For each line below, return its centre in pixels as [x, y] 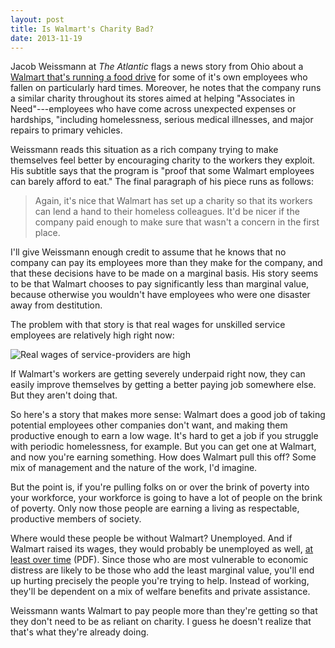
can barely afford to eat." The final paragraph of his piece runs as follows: [162, 182]
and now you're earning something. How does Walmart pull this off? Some [163, 457]
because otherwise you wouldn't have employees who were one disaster [160, 295]
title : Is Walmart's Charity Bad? [82, 29]
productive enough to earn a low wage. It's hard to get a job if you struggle [164, 436]
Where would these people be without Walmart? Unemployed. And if [151, 538]
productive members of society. [76, 519]
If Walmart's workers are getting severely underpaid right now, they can [158, 374]
